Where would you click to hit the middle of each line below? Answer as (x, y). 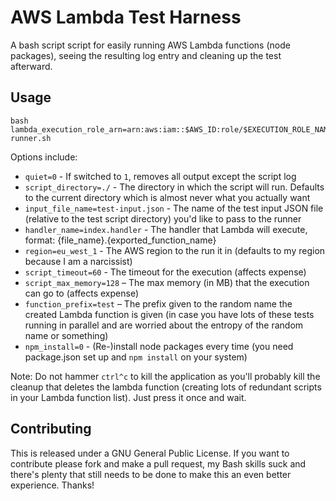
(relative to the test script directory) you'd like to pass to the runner (163, 218)
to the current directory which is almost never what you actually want (167, 197)
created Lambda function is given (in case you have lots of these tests (169, 314)
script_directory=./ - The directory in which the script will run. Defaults (174, 187)
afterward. (31, 66)
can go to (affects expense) (81, 293)
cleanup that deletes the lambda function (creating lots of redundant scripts (166, 387)
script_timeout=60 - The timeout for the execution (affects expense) (165, 272)
